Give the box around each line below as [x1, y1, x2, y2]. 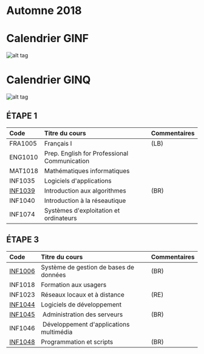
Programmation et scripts [41, 338, 114, 346]
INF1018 [9, 280, 35, 289]
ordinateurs [44, 214, 77, 222]
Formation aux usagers [41, 280, 107, 289]
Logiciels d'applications [44, 176, 112, 185]
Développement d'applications [42, 320, 130, 328]
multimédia [41, 327, 73, 336]
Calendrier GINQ [6, 73, 91, 87]
